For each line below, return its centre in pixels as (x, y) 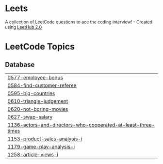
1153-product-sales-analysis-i (45, 139)
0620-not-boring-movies (38, 109)
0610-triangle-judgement (38, 101)
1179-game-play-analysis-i (41, 147)
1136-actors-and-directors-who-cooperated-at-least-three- (81, 125)
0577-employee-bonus (35, 77)
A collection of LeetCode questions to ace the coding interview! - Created (79, 22)
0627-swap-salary (30, 117)
